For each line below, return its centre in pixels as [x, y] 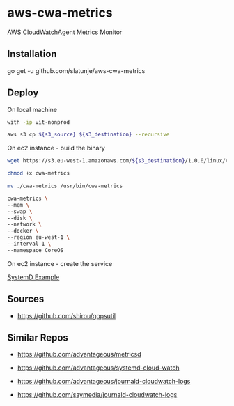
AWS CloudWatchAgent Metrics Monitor [65, 32]
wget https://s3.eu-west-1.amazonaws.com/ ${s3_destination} [96, 161]
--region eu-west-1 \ [39, 237]
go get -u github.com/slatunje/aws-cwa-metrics [76, 70]
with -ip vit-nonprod [39, 122]
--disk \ [20, 218]
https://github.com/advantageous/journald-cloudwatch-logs [104, 382]
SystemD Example [33, 277]
